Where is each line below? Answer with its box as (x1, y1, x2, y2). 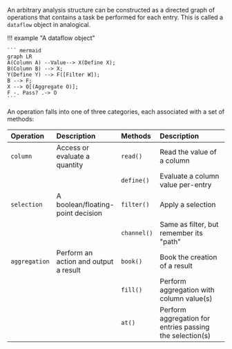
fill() (120, 286, 143, 294)
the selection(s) (159, 331, 211, 340)
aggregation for (159, 314, 211, 323)
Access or (56, 143, 90, 152)
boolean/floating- (56, 200, 115, 209)
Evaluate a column (159, 172, 220, 181)
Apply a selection (159, 200, 216, 209)
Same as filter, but (159, 220, 219, 229)
